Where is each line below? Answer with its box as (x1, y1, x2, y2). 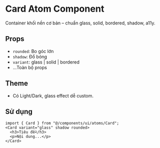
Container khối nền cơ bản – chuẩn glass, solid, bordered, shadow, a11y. (5, 20, 156, 26)
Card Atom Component (5, 3, 105, 15)
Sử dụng (5, 107, 33, 116)
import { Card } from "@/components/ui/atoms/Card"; (5, 121, 119, 126)
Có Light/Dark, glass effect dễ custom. (12, 93, 94, 99)
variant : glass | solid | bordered (12, 59, 80, 65)
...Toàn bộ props (12, 64, 47, 70)
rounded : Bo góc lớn (12, 48, 54, 54)
